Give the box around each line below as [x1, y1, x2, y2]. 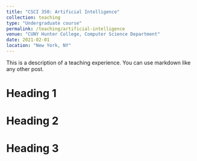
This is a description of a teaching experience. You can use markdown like [6, 58, 191, 66]
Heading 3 [6, 142, 59, 156]
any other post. [6, 65, 44, 72]
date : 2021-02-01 [6, 37, 50, 43]
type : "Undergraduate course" [6, 20, 83, 26]
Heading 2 [6, 114, 59, 128]
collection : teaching [6, 14, 61, 21]
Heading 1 [6, 87, 57, 100]
